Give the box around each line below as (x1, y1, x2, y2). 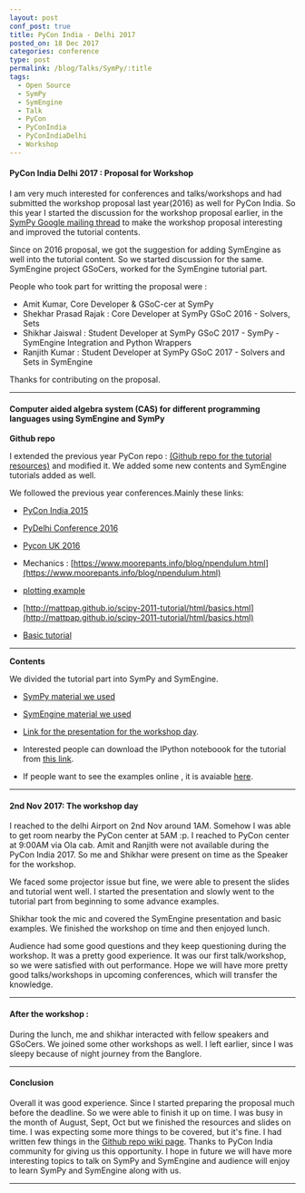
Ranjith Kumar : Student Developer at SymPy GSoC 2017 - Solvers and (22, 347, 286, 357)
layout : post (9, 13, 59, 23)
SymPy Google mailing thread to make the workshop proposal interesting (9, 217, 283, 228)
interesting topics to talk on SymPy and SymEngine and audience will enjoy (9, 1155, 290, 1166)
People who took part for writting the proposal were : (9, 280, 208, 291)
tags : (9, 73, 30, 82)
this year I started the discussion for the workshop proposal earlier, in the (9, 207, 283, 218)
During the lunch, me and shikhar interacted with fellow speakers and (9, 1029, 270, 1040)
